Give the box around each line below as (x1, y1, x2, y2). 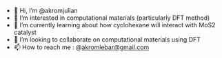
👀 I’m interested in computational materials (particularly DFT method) (13, 14, 210, 22)
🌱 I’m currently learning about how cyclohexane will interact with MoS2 (13, 21, 216, 29)
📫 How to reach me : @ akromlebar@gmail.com (13, 43, 150, 51)
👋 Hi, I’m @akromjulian (13, 7, 78, 14)
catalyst (13, 28, 37, 36)
